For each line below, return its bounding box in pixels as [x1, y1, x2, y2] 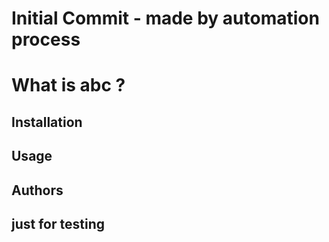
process [11, 28, 81, 51]
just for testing [11, 215, 105, 232]
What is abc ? [11, 74, 126, 97]
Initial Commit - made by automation [11, 7, 320, 30]
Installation [11, 113, 83, 131]
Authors [11, 182, 64, 199]
